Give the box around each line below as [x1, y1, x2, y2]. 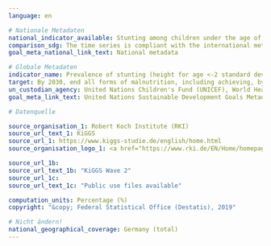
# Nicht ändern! [8, 218, 63, 226]
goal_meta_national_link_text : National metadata [8, 49, 179, 57]
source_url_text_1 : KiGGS [8, 129, 95, 137]
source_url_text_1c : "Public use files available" [8, 182, 182, 190]
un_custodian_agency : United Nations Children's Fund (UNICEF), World [8, 85, 251, 93]
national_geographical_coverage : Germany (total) [8, 226, 179, 234]
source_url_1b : [8, 159, 60, 167]
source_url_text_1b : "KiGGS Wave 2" [8, 166, 131, 174]
